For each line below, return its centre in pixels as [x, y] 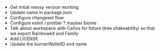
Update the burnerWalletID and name [48, 44]
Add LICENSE [24, 39]
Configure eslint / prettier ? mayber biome [53, 23]
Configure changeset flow [37, 18]
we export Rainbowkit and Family [44, 33]
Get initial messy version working [44, 7]
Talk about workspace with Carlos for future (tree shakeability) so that [82, 28]
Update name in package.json [41, 12]
